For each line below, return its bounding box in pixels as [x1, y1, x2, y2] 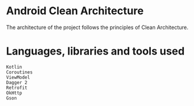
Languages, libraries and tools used [6, 44, 185, 58]
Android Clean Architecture [6, 4, 144, 18]
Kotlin [6, 64, 22, 70]
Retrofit [6, 85, 28, 91]
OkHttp [6, 90, 22, 96]
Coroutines [6, 69, 33, 75]
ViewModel [6, 74, 31, 81]
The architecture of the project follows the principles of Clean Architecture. [6, 24, 189, 31]
